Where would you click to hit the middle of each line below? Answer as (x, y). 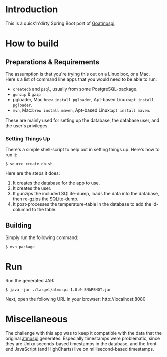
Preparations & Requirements (52, 62)
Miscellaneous (36, 319)
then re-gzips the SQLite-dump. (46, 199)
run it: (11, 155)
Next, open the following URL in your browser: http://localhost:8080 (75, 299)
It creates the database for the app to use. (56, 183)
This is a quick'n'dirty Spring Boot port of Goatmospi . (60, 23)
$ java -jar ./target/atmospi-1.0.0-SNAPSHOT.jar (58, 290)
